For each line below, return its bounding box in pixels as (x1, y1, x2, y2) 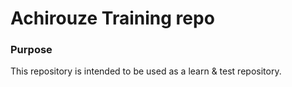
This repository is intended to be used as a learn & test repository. (10, 65, 282, 77)
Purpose (10, 43, 53, 57)
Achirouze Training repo (10, 7, 215, 30)
